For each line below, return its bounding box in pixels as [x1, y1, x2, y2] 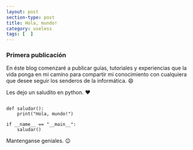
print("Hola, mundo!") [17, 111, 74, 117]
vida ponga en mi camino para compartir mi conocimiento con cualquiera [6, 71, 187, 78]
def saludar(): [6, 106, 44, 112]
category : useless [6, 25, 52, 32]
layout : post [6, 8, 39, 15]
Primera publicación [6, 51, 67, 59]
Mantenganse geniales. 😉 [6, 137, 71, 145]
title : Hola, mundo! [6, 20, 58, 26]
